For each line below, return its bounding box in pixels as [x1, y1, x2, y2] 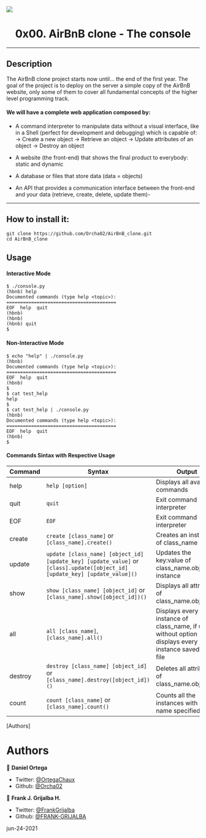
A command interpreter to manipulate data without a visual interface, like [15, 122, 199, 130]
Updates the [156, 548, 191, 557]
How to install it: [6, 214, 69, 225]
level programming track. [6, 95, 70, 102]
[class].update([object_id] [46, 564, 128, 571]
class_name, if [156, 622, 197, 630]
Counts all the [156, 691, 196, 699]
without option [156, 629, 198, 638]
